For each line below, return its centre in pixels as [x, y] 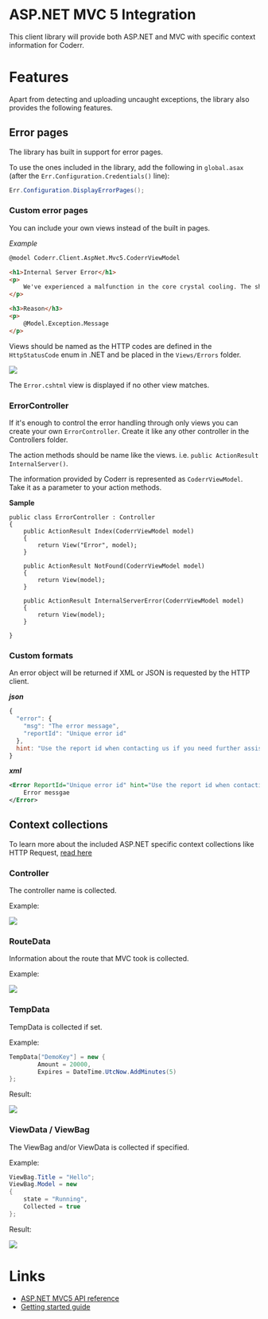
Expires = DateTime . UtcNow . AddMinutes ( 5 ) [107, 1072]
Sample [22, 503]
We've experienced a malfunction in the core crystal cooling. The [137, 287]
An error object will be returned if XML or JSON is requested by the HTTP [130, 673]
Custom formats [41, 655]
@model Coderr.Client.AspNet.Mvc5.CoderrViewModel [95, 258]
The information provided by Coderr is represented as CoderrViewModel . [126, 479]
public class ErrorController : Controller [82, 518]
